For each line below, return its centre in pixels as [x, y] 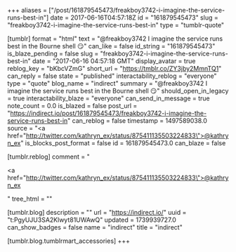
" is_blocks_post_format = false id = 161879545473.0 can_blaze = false [123, 143]
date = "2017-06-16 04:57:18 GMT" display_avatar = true [114, 61]
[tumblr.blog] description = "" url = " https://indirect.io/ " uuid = [97, 212]
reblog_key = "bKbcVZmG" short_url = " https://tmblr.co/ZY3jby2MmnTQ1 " [114, 68]
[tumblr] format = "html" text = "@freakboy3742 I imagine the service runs [115, 39]
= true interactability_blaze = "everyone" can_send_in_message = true [109, 98]
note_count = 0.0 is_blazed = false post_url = [72, 106]
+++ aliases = [27, 10]
